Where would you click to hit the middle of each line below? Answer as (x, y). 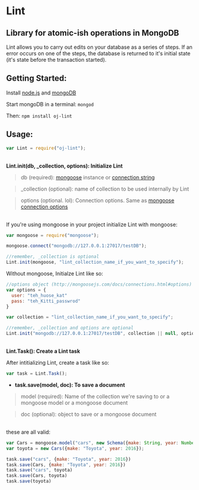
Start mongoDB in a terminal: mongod (50, 104)
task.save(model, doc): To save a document (70, 385)
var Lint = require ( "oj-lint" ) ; (46, 148)
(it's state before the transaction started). (56, 60)
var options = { (26, 290)
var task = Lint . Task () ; (37, 374)
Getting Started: (36, 78)
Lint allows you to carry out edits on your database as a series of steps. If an (99, 47)
